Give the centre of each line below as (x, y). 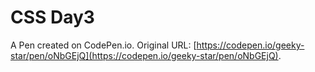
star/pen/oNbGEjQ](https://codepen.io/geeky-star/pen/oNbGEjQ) (144, 55)
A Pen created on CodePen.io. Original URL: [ (103, 45)
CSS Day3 (52, 17)
